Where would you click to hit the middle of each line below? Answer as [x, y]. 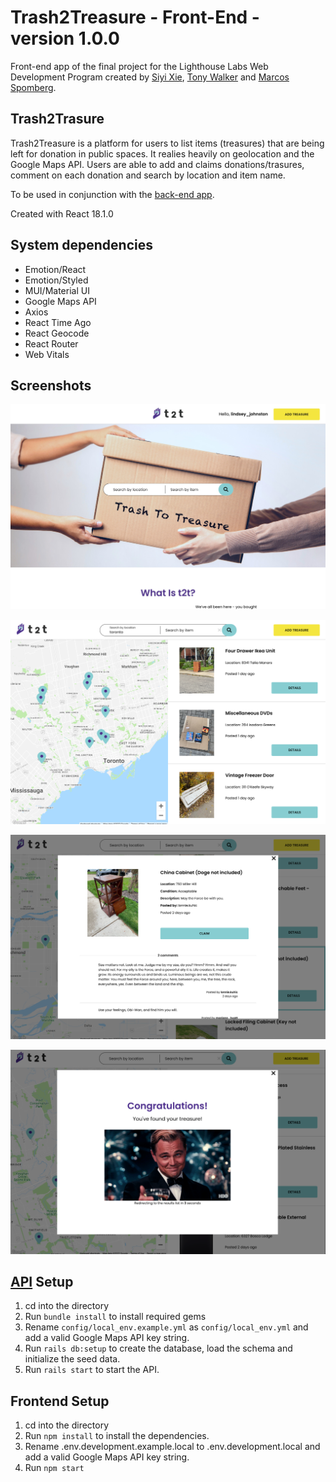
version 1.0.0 [65, 38]
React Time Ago [58, 322]
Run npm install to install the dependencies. [117, 1436]
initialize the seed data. [72, 1359]
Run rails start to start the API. [92, 1370]
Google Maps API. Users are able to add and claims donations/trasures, [157, 164]
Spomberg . [33, 87]
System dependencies [81, 245]
